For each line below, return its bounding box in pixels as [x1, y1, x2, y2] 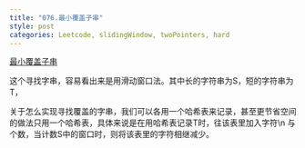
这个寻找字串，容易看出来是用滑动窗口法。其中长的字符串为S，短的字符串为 [9, 75, 294, 86]
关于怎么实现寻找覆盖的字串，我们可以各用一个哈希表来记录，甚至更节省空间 [9, 106, 297, 117]
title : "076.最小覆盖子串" [9, 13, 104, 23]
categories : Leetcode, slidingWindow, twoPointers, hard [9, 30, 230, 39]
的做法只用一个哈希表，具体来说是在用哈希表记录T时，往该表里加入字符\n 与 [9, 117, 296, 128]
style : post [9, 22, 55, 31]
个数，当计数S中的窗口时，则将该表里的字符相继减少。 [9, 129, 214, 140]
